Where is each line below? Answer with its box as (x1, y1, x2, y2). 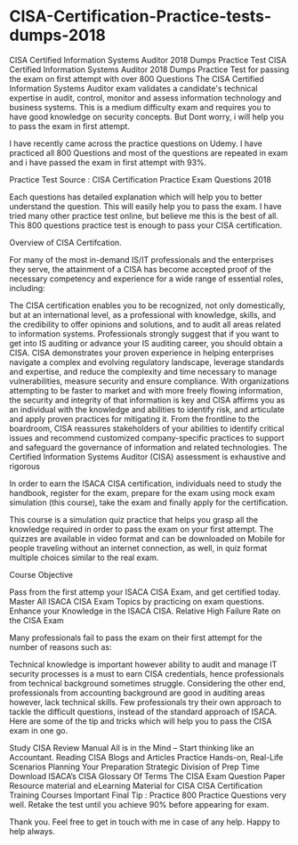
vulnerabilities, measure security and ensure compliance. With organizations (9, 376, 290, 386)
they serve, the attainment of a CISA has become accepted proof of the (9, 264, 271, 274)
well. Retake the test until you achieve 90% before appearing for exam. (9, 799, 270, 809)
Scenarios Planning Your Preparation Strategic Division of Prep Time (9, 761, 260, 772)
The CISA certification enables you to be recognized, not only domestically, (9, 300, 286, 311)
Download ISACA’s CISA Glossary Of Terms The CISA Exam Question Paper (9, 770, 286, 781)
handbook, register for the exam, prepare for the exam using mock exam (9, 487, 276, 498)
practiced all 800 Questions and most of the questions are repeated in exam (9, 147, 288, 158)
